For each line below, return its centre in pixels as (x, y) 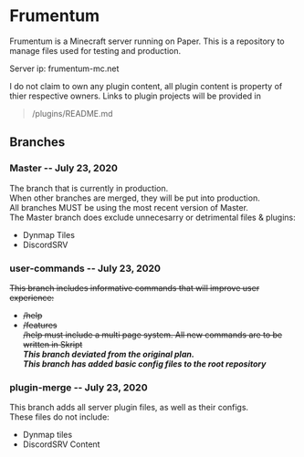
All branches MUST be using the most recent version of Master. (129, 207)
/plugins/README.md (72, 113)
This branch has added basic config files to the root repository (144, 364)
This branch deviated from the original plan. (108, 354)
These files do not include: (59, 417)
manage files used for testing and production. (95, 50)
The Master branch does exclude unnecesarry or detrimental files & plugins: (153, 217)
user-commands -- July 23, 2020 (85, 268)
